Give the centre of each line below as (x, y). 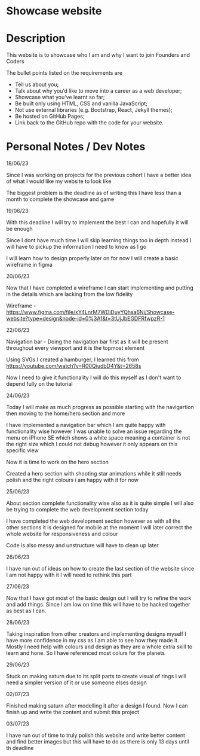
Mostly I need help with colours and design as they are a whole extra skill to (99, 647)
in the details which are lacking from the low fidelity (70, 294)
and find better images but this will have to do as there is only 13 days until (98, 742)
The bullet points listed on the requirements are (64, 73)
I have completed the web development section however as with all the (93, 521)
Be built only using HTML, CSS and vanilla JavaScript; (81, 103)
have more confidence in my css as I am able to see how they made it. (93, 641)
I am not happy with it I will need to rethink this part (69, 575)
